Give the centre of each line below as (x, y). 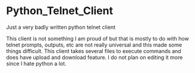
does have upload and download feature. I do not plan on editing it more (95, 57)
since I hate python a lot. (36, 64)
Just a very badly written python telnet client (61, 27)
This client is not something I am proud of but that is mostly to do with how (97, 38)
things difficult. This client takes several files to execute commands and (94, 51)
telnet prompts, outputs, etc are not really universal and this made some (94, 45)
